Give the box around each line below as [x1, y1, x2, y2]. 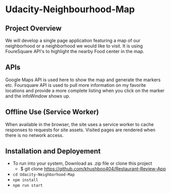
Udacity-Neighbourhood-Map [5, 4, 135, 15]
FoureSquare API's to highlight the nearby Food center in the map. [5, 49, 144, 54]
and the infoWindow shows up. [5, 93, 70, 99]
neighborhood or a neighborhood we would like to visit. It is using [5, 43, 143, 49]
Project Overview [5, 24, 62, 33]
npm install [12, 178, 38, 183]
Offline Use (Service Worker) [5, 108, 99, 116]
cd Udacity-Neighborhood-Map [12, 172, 75, 177]
